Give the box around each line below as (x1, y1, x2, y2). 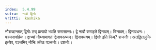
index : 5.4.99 (5, 7, 36, 12)
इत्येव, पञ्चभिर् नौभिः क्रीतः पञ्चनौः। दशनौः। (5, 40, 73, 45)
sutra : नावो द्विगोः (5, 11, 36, 16)
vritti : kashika (5, 16, 40, 20)
